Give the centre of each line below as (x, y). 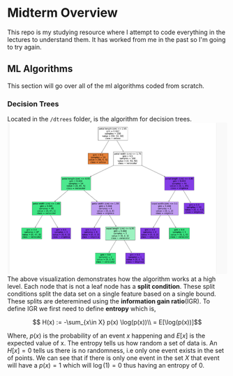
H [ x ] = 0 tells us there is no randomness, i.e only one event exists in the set (116, 350)
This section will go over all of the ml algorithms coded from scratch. (106, 86)
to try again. (24, 47)
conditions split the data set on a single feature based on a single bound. (112, 294)
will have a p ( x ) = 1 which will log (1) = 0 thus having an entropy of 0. (106, 365)
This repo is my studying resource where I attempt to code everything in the (116, 32)
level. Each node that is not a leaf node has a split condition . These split (111, 286)
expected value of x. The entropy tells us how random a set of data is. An (112, 343)
